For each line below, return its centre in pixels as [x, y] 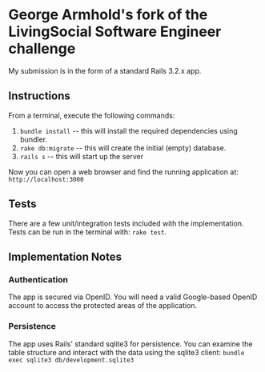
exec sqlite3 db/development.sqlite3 [71, 360]
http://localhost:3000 [46, 179]
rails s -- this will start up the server [82, 156]
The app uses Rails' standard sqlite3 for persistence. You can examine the [130, 344]
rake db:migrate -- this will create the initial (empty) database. [123, 148]
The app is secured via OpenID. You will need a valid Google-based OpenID [133, 297]
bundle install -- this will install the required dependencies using [128, 130]
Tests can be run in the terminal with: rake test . [87, 232]
